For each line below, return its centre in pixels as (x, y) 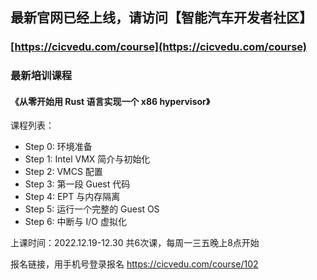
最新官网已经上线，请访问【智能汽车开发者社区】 (161, 18)
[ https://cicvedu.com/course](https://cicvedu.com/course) (159, 47)
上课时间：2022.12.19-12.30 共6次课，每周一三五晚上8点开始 (135, 243)
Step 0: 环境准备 (58, 147)
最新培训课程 (41, 76)
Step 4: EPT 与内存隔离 (72, 197)
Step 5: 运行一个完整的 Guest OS (92, 209)
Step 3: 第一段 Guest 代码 (77, 184)
